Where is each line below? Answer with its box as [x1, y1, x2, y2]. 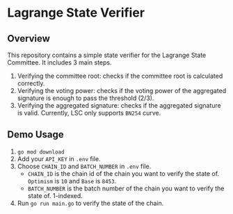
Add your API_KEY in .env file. [17, 154, 101, 163]
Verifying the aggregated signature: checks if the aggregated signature [17, 101, 221, 109]
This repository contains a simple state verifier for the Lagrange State [7, 51, 207, 59]
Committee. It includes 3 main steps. [7, 58, 113, 67]
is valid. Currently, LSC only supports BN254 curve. [17, 109, 161, 117]
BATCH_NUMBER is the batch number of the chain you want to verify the [27, 184, 225, 192]
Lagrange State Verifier [7, 5, 145, 21]
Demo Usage [7, 129, 64, 140]
